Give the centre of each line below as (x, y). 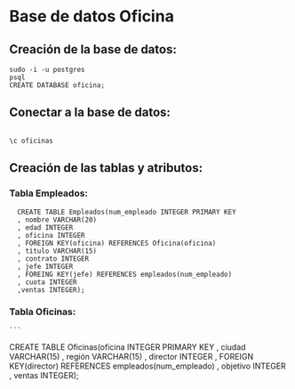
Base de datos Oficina (92, 16)
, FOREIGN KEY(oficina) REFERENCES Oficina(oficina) (117, 243)
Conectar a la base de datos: (90, 113)
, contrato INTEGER (53, 259)
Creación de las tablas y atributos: (106, 168)
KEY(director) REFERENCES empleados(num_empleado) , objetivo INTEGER (147, 366)
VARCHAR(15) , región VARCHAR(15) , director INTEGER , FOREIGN (132, 356)
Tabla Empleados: (49, 193)
